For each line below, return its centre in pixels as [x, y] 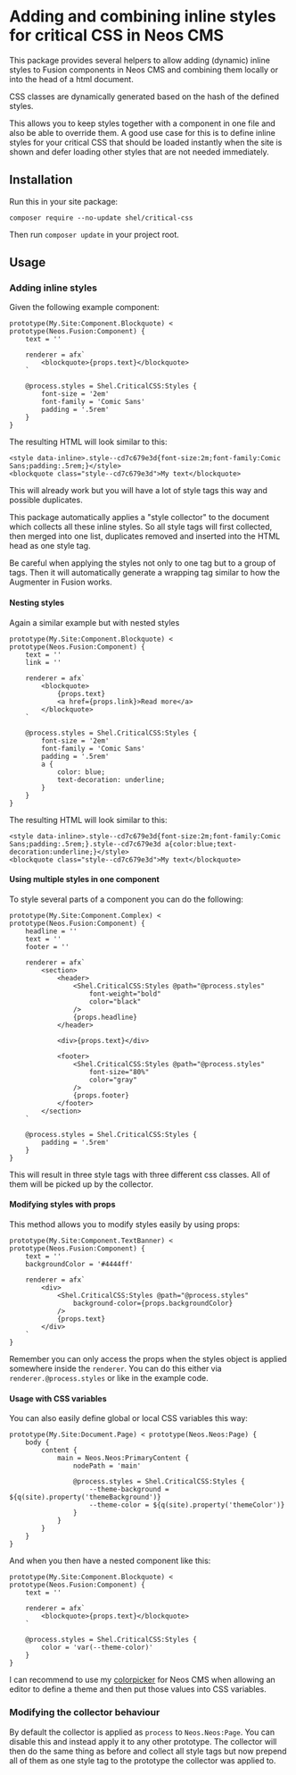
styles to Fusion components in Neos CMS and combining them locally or [144, 70]
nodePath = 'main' [107, 1466]
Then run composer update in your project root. [95, 234]
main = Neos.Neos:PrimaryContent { [123, 1459]
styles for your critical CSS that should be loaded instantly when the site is [146, 142]
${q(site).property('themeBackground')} [86, 1497]
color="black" [115, 1001]
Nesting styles [37, 603]
